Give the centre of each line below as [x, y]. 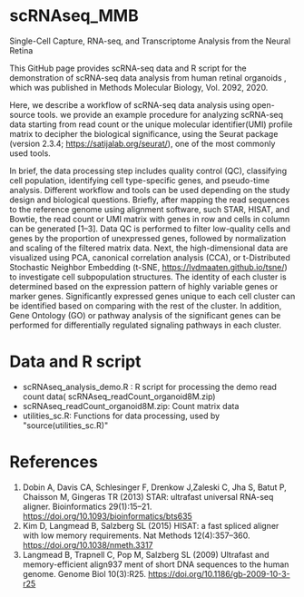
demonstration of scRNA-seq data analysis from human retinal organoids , [148, 77]
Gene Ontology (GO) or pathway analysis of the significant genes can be [145, 315]
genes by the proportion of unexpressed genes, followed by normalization [148, 238]
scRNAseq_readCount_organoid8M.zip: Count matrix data [131, 406]
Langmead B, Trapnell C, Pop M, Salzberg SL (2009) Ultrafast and [146, 554]
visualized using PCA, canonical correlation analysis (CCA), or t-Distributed [150, 257]
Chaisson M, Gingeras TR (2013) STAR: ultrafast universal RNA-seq [148, 496]
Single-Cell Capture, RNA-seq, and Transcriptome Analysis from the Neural [150, 41]
